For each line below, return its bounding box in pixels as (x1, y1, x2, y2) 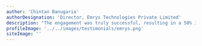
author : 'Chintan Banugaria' (6, 8, 79, 15)
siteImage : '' (6, 31, 42, 37)
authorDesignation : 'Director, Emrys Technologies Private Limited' (6, 14, 182, 20)
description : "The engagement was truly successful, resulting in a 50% (6, 20, 192, 26)
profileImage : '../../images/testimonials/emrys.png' (6, 25, 144, 32)
